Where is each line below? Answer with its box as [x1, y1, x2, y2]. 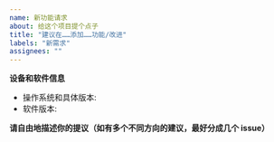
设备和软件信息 [9, 73, 65, 84]
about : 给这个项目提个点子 [9, 22, 99, 31]
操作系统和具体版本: [22, 92, 97, 103]
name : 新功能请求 [9, 13, 68, 23]
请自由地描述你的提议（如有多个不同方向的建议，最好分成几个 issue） [9, 123, 269, 134]
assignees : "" [9, 47, 63, 56]
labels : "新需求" [9, 38, 71, 48]
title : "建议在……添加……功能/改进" [9, 30, 128, 39]
